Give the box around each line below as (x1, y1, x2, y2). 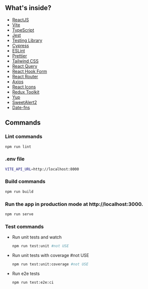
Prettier (12, 53, 27, 59)
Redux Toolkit (12, 89, 40, 95)
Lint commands (5, 133, 43, 140)
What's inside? (5, 4, 52, 12)
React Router (12, 73, 38, 79)
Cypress (12, 42, 29, 48)
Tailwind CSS (12, 58, 39, 64)
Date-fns (12, 104, 30, 110)
